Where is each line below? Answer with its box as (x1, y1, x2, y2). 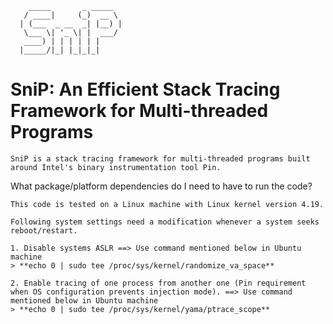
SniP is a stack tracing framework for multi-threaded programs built (10, 153, 311, 164)
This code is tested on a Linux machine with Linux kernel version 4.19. (10, 199, 325, 209)
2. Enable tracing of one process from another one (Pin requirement (10, 278, 307, 288)
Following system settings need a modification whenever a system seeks (10, 217, 320, 227)
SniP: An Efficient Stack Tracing (10, 78, 281, 101)
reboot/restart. (10, 225, 78, 236)
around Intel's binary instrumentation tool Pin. (10, 162, 222, 172)
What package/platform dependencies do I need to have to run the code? (10, 180, 313, 192)
